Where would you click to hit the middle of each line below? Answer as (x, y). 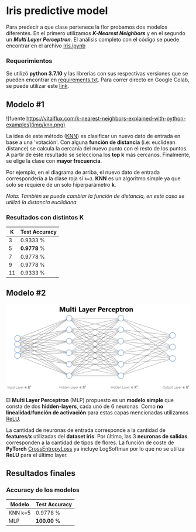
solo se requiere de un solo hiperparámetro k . (61, 185)
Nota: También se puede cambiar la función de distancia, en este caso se (95, 196)
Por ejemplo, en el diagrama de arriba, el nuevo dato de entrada (83, 172)
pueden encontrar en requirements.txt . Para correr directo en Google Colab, (98, 80)
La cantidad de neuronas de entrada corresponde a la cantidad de (86, 430)
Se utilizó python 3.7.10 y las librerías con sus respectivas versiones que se (97, 74)
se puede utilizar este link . (37, 86)
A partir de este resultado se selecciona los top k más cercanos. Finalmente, (99, 155)
